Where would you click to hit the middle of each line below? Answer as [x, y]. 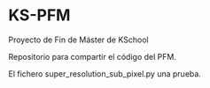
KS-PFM [39, 15]
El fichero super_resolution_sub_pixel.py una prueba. [105, 73]
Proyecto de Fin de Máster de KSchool [78, 40]
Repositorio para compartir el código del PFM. [92, 56]
